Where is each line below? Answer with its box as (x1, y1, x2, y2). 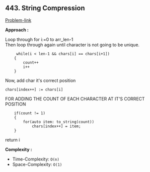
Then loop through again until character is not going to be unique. (5, 42, 140, 48)
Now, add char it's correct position (5, 77, 76, 84)
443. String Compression (5, 4, 85, 12)
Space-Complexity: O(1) (12, 161, 63, 167)
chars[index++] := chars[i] (5, 87, 64, 92)
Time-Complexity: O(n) (12, 156, 60, 162)
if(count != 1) (14, 110, 46, 116)
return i (5, 137, 20, 143)
